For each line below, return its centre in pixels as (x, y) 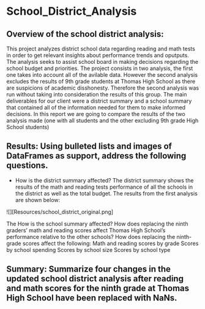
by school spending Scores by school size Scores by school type (88, 249)
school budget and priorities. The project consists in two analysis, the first (100, 68)
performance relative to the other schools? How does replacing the (91, 237)
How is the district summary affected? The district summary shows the (104, 180)
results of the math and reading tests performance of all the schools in (104, 187)
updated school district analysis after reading (95, 279)
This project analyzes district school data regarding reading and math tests (101, 49)
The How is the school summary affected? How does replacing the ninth (97, 224)
